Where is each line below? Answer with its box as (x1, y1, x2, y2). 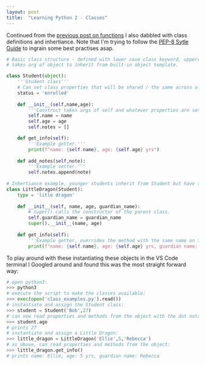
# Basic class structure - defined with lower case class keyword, (6, 56, 182, 62)
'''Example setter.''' (28, 163, 86, 170)
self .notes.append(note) (28, 169, 92, 175)
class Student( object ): (6, 73, 67, 79)
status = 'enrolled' (17, 90, 70, 96)
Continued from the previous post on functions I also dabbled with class (6, 31, 187, 39)
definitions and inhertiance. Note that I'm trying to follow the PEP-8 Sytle (6, 38, 189, 45)
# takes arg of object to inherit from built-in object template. (6, 62, 179, 68)
